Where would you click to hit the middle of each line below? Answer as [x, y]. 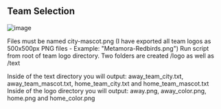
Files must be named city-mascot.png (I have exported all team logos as [109, 41]
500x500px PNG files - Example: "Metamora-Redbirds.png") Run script [108, 48]
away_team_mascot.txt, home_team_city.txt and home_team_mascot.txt [108, 83]
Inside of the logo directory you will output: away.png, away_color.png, [107, 90]
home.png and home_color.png [51, 98]
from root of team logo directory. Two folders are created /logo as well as [111, 56]
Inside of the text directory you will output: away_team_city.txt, [95, 76]
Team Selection [41, 11]
